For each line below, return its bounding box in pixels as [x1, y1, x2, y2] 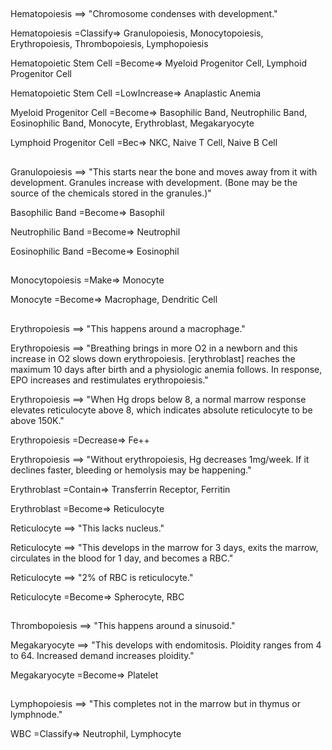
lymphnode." [10, 709, 63, 721]
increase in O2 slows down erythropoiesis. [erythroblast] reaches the [10, 352, 296, 364]
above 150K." [10, 414, 65, 426]
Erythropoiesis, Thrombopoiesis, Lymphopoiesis [10, 38, 209, 50]
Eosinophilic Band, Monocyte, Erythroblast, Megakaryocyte [10, 117, 255, 129]
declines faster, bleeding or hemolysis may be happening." [10, 464, 252, 476]
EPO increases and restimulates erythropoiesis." [10, 374, 209, 386]
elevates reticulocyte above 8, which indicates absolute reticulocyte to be [10, 404, 313, 416]
